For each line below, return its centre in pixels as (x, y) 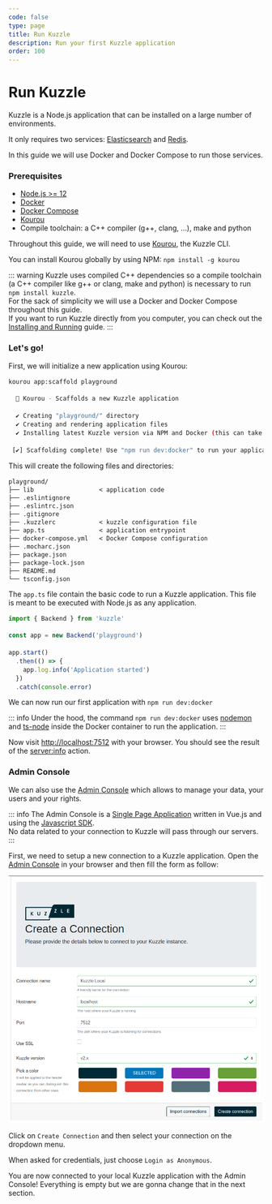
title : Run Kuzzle (39, 34)
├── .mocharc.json (39, 546)
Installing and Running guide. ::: (61, 327)
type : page (27, 26)
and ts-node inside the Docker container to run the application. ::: (117, 727)
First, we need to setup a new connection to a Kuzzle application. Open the (134, 855)
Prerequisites (35, 176)
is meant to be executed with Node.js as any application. (102, 602)
